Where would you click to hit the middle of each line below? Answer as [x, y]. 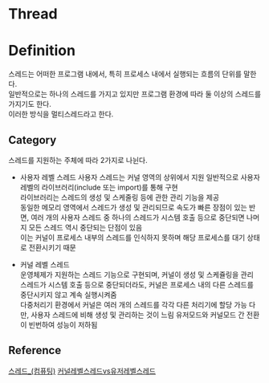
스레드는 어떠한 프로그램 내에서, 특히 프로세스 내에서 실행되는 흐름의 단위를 [125, 74]
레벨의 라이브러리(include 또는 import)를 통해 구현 [99, 187]
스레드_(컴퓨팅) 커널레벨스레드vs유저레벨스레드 [82, 371]
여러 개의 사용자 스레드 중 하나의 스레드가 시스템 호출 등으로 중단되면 [138, 217]
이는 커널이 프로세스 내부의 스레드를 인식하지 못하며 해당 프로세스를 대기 [132, 237]
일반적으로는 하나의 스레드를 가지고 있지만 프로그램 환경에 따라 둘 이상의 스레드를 [135, 94]
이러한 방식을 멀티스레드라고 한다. [61, 114]
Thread [33, 14]
